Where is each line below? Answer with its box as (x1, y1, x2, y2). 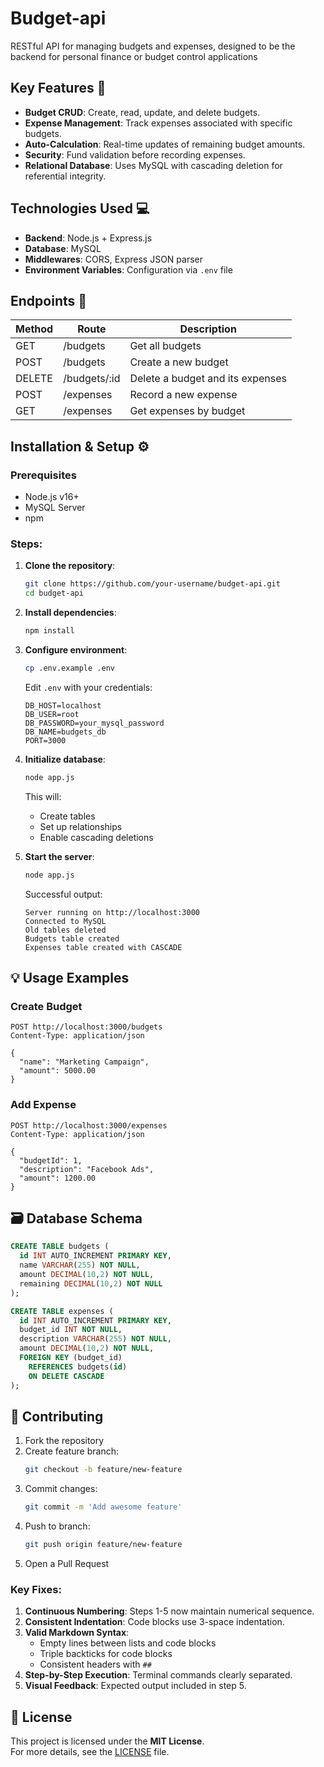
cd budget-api (24, 588, 84, 599)
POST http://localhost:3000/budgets (10, 1022, 163, 1032)
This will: (24, 790, 62, 802)
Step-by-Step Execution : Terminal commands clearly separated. (24, 1669, 293, 1681)
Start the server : (24, 850, 95, 862)
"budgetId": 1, (19, 1155, 83, 1166)
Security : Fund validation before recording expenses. (24, 148, 246, 161)
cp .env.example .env (24, 663, 115, 673)
